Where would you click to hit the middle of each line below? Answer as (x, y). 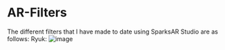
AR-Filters (37, 13)
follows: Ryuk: (27, 38)
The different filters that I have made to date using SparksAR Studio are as (113, 32)
